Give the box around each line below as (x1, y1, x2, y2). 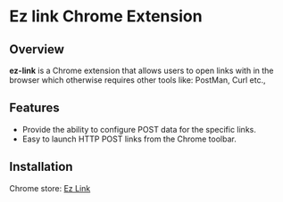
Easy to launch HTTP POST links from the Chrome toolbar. (21, 133, 237, 144)
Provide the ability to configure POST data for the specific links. (21, 124, 256, 134)
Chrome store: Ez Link (9, 182, 91, 193)
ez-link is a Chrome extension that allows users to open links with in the (9, 65, 274, 76)
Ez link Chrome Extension (9, 6, 203, 27)
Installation (9, 159, 73, 174)
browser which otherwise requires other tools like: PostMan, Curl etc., (9, 75, 266, 85)
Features (9, 101, 60, 116)
